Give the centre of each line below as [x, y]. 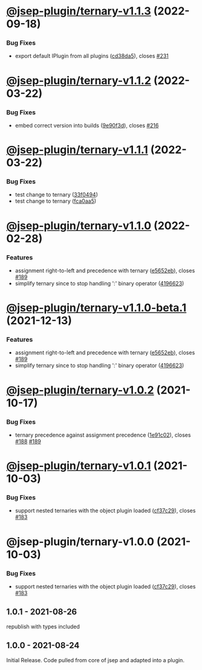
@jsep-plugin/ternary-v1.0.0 [80, 542]
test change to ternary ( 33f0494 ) [56, 195]
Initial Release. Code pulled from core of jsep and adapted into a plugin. [95, 660]
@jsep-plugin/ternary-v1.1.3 [79, 11]
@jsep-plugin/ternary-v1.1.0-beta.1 [96, 308]
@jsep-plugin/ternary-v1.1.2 [79, 80]
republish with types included [43, 626]
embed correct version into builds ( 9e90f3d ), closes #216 [87, 125]
